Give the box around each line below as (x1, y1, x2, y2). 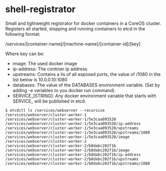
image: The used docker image (12, 60, 77, 66)
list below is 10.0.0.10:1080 (12, 76, 68, 82)
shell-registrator (5, 4, 76, 15)
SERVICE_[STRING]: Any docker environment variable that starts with (12, 93, 156, 99)
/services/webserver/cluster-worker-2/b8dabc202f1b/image (5, 148, 130, 153)
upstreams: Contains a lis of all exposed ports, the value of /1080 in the (12, 71, 161, 77)
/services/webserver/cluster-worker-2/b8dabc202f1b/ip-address (5, 152, 141, 157)
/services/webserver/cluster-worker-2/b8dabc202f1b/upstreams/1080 (5, 161, 150, 166)
